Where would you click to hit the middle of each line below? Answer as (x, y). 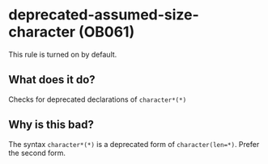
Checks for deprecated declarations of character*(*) (98, 99)
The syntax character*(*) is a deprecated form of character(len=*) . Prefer (134, 144)
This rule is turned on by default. (63, 54)
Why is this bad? (51, 125)
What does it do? (52, 80)
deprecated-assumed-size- (104, 15)
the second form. (37, 153)
